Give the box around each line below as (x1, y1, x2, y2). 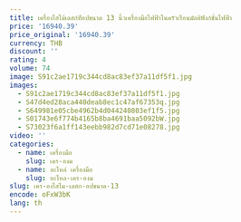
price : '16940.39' (9, 22, 79, 31)
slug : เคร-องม (25, 156, 73, 166)
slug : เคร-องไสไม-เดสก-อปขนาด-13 (9, 182, 120, 191)
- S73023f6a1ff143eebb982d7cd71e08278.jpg (17, 123, 180, 132)
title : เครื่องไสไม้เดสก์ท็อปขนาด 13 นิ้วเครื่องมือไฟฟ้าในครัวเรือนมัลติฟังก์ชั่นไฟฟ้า (9, 13, 233, 23)
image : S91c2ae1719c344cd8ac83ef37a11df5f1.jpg (9, 72, 193, 82)
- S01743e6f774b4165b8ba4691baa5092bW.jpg (17, 114, 180, 123)
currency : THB (9, 38, 63, 48)
